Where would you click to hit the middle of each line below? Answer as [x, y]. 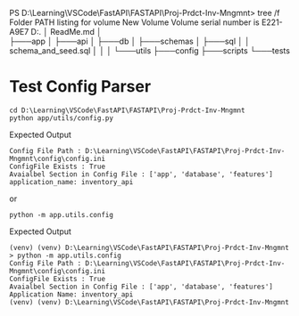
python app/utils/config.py [62, 118]
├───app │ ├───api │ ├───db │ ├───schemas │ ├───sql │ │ [129, 41]
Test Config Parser [80, 87]
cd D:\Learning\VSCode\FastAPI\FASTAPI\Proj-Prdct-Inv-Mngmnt [127, 110]
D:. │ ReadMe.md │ [66, 32]
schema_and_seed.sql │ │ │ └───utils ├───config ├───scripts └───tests [149, 51]
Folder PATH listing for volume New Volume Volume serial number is [135, 22]
